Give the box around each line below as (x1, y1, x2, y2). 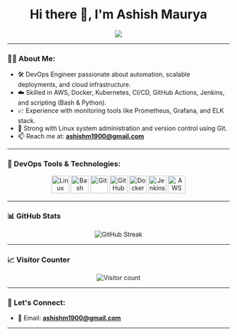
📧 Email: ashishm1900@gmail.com (17, 314, 121, 323)
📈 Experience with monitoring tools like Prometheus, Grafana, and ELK (17, 106, 224, 115)
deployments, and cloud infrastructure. (17, 81, 131, 89)
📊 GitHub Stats (7, 212, 61, 221)
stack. (17, 117, 36, 125)
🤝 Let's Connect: (7, 298, 66, 308)
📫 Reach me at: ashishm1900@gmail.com (17, 132, 145, 141)
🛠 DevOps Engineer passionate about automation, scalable (17, 70, 190, 79)
